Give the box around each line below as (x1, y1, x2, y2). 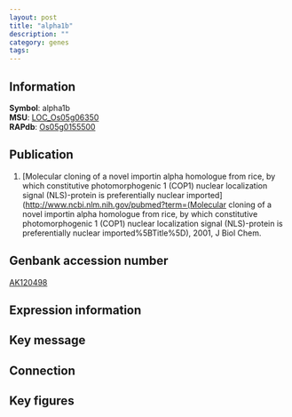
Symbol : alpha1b (9, 102, 71, 113)
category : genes (9, 37, 69, 47)
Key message (9, 333, 86, 348)
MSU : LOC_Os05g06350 (9, 112, 99, 123)
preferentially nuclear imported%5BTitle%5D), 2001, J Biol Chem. (21, 228, 262, 238)
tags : (9, 46, 29, 55)
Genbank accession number (9, 253, 169, 269)
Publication (9, 148, 74, 163)
